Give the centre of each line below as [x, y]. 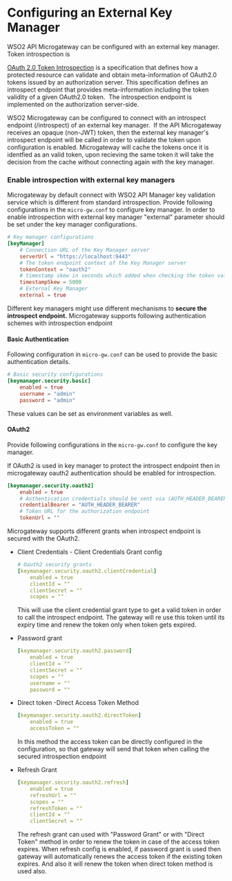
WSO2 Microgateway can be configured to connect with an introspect [107, 117]
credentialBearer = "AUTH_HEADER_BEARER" [80, 505]
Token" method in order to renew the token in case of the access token [118, 842]
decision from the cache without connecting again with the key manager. [111, 162]
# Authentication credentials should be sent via [93, 498]
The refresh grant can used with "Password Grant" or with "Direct [111, 835]
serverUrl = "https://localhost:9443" [75, 256]
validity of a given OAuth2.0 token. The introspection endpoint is [99, 97]
